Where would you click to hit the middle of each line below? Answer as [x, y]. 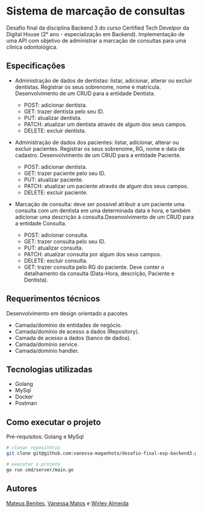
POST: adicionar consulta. [56, 235]
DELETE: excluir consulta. [56, 260]
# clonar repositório [33, 448]
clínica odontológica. [32, 47]
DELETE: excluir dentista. [55, 130]
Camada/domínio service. [47, 344]
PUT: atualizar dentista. [53, 118]
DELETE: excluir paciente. [56, 192]
